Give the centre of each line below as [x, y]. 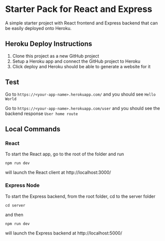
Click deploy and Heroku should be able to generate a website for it [81, 66]
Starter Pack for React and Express [79, 9]
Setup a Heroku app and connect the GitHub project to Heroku [76, 61]
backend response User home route [41, 114]
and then [14, 215]
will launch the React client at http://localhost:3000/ [58, 172]
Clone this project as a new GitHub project [56, 56]
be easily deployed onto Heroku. [39, 28]
